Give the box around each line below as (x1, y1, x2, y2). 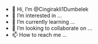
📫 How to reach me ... (11, 32, 67, 38)
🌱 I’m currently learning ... (11, 18, 75, 25)
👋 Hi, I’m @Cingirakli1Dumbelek (11, 6, 89, 12)
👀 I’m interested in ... (11, 12, 62, 19)
